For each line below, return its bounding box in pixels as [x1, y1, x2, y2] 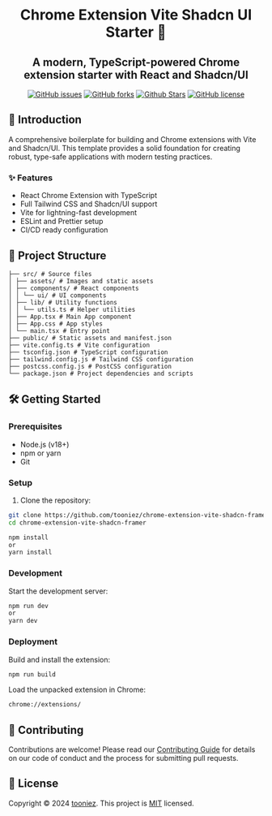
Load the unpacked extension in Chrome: [8, 684, 146, 695]
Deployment [8, 636, 58, 647]
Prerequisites [8, 421, 62, 432]
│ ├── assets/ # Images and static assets [8, 277, 154, 285]
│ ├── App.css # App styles [8, 319, 104, 328]
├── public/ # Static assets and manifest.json [8, 334, 172, 342]
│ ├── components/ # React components [8, 284, 139, 292]
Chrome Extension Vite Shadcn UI [19, 6, 253, 24]
